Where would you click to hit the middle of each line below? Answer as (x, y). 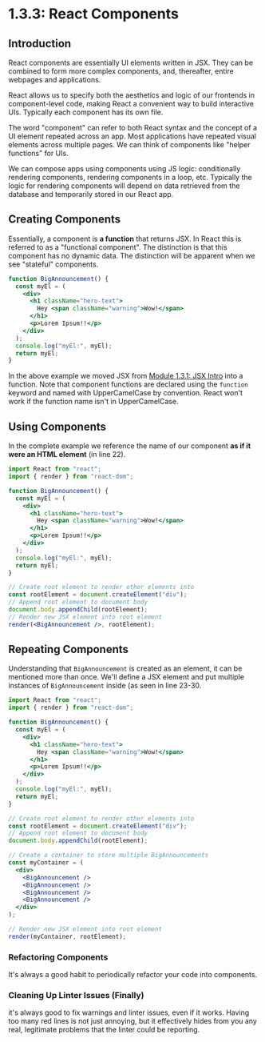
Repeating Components (69, 649)
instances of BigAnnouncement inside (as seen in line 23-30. (105, 686)
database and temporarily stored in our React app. (91, 194)
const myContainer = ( (46, 863)
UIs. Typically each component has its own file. (86, 112)
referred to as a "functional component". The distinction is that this (118, 247)
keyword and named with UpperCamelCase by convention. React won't (126, 393)
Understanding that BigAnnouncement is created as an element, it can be (125, 668)
